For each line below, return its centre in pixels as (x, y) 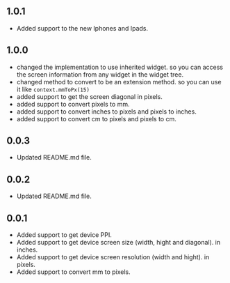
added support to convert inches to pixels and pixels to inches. (107, 112)
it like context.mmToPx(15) (53, 89)
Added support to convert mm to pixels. (73, 272)
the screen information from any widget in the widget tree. (100, 74)
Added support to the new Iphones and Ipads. (82, 28)
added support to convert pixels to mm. (73, 104)
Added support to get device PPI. (64, 235)
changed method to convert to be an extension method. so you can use (119, 82)
